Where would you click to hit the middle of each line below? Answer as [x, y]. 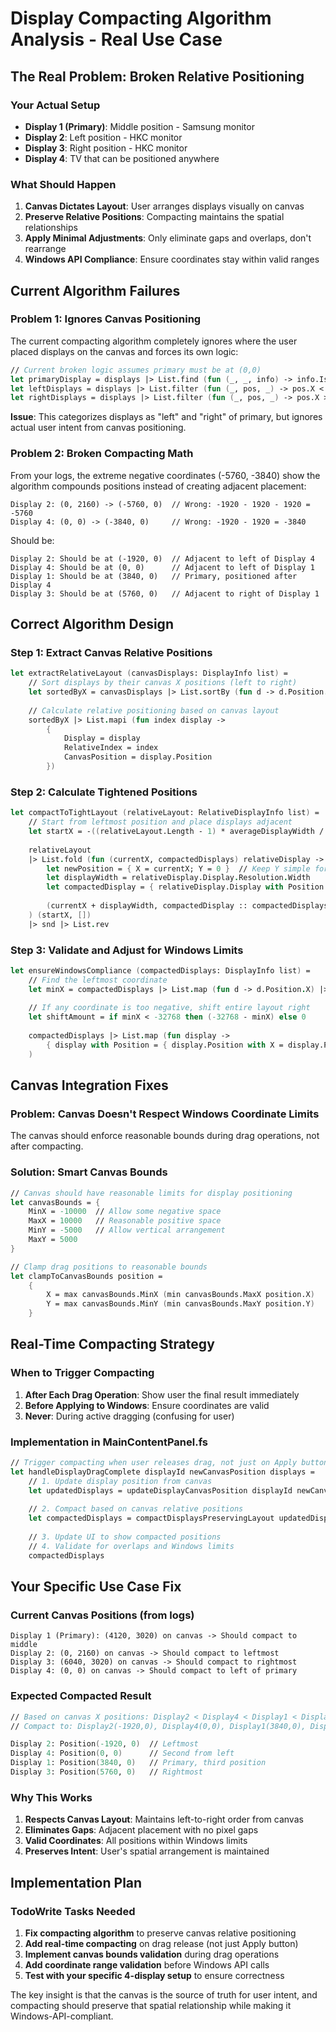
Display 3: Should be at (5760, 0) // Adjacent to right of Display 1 [165, 593]
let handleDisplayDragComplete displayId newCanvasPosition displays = [162, 1472]
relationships [51, 228]
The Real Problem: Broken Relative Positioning [157, 76]
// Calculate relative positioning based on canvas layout [154, 710]
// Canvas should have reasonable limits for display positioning [151, 1193]
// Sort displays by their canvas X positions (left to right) [163, 683]
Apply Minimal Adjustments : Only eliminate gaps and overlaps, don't [168, 238]
